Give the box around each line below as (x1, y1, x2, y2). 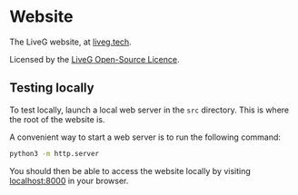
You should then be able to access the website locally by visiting (9, 165, 252, 176)
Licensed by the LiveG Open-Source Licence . (9, 54, 180, 64)
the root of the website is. (9, 113, 105, 124)
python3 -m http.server (9, 149, 100, 158)
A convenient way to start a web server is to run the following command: (9, 132, 282, 142)
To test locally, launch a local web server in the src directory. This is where (9, 104, 289, 115)
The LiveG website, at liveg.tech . (9, 36, 132, 47)
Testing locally (9, 80, 94, 96)
